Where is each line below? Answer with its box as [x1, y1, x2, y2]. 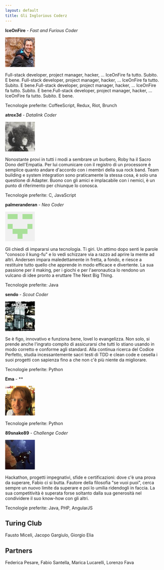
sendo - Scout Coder [5, 291, 48, 297]
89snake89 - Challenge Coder [5, 430, 68, 436]
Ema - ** [5, 376, 23, 382]
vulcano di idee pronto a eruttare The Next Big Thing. [5, 272, 114, 278]
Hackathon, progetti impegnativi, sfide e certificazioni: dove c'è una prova [5, 474, 156, 480]
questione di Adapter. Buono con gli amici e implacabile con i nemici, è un [5, 177, 155, 183]
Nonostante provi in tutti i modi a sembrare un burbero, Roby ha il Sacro [5, 156, 151, 162]
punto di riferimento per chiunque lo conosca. [5, 183, 99, 189]
